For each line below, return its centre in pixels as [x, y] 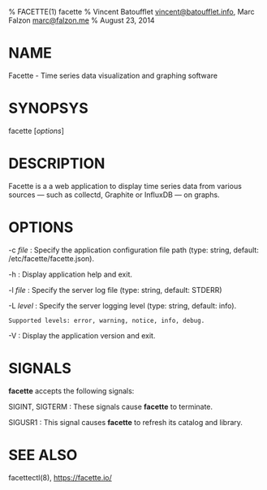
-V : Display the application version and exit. [82, 335]
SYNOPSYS [48, 108]
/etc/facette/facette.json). [52, 258]
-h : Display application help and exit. [70, 274]
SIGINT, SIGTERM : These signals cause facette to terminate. [111, 406]
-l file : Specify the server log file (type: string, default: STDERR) [115, 290]
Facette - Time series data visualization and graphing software [113, 75]
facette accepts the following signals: [71, 391]
